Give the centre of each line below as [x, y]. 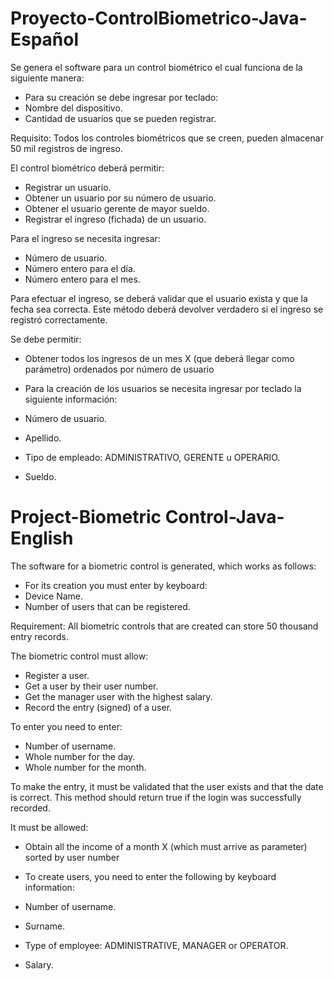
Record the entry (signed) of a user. [98, 707]
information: [49, 887]
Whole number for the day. [80, 756]
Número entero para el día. [80, 268]
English [42, 538]
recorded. [30, 808]
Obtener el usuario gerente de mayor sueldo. [117, 208]
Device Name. [54, 596]
